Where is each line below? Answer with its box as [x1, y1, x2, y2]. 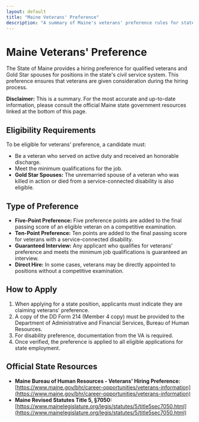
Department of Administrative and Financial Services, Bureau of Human [14, 319, 190, 326]
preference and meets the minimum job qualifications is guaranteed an [14, 248, 188, 255]
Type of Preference [6, 201, 79, 211]
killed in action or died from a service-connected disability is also [14, 177, 174, 185]
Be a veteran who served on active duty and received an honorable [14, 153, 179, 160]
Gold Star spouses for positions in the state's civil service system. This [6, 71, 179, 78]
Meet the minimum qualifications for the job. [14, 165, 123, 172]
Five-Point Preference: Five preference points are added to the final [14, 217, 182, 224]
